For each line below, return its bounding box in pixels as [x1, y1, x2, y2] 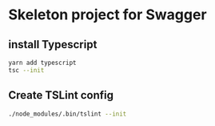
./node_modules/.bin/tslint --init [8, 110, 127, 118]
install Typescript [8, 38, 98, 51]
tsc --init [8, 66, 45, 74]
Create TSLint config [8, 88, 114, 102]
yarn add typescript [8, 59, 78, 67]
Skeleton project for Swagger [8, 6, 207, 24]
